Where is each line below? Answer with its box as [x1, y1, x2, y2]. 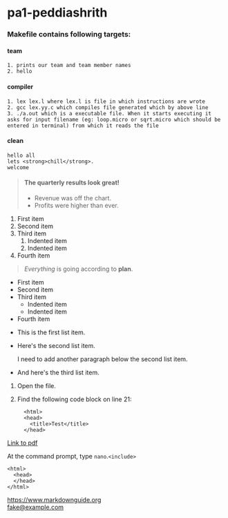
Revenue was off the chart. [34, 193, 112, 202]
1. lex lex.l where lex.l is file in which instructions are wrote [7, 98, 206, 105]
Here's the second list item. [17, 341, 95, 349]
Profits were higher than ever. [34, 201, 119, 209]
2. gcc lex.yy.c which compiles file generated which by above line [7, 104, 209, 111]
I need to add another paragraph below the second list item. [17, 354, 188, 363]
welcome [7, 164, 30, 171]
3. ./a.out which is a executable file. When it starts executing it [7, 110, 212, 117]
